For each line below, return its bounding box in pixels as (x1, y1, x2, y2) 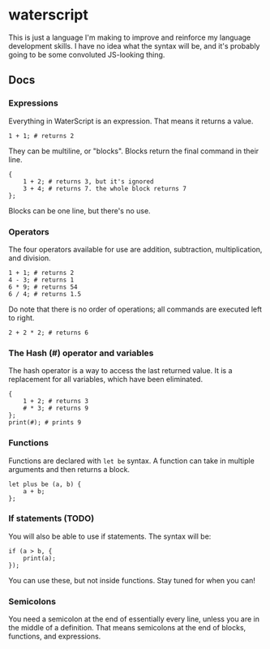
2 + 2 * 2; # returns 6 (8, 329, 89, 337)
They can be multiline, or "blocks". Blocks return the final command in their (8, 146, 259, 156)
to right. (8, 312, 35, 322)
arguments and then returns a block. (8, 464, 131, 474)
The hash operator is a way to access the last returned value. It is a (8, 366, 233, 376)
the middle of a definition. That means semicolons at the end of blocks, (8, 623, 246, 633)
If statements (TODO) (8, 513, 95, 524)
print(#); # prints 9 (8, 419, 82, 427)
